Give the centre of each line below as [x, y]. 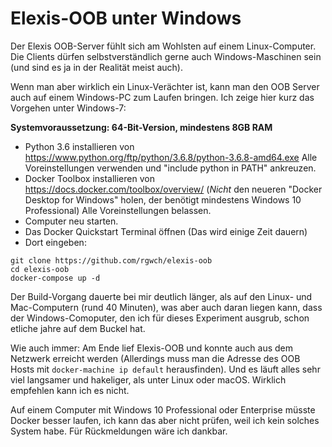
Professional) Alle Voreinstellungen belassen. [118, 210]
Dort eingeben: [55, 242]
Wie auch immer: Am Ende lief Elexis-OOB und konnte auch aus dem [151, 348]
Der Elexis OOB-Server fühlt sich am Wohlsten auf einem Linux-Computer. [163, 46]
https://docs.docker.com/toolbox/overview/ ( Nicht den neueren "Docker [173, 189]
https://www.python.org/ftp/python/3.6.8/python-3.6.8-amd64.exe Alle [171, 157]
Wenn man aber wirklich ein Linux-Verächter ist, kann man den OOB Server [165, 86]
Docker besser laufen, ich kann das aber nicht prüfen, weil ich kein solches [165, 420]
